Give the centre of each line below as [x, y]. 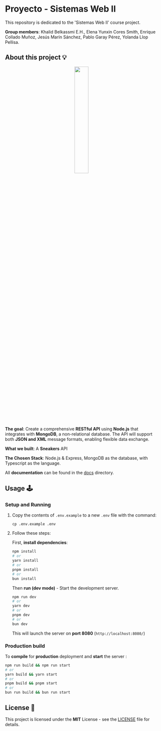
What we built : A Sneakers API [36, 449]
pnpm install [25, 570]
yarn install [25, 561]
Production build [25, 646]
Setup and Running [28, 505]
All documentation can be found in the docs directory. [59, 472]
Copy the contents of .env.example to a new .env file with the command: [84, 515]
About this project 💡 [36, 58]
